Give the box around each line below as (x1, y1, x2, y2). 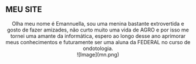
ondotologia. (82, 45, 114, 52)
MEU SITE (5, 5, 42, 15)
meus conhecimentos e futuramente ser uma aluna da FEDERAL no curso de (5, 38, 191, 45)
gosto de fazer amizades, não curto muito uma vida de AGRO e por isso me (7, 26, 189, 33)
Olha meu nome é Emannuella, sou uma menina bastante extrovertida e (12, 20, 184, 27)
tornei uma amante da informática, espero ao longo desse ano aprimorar (10, 32, 186, 40)
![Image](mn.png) (76, 51, 120, 58)
